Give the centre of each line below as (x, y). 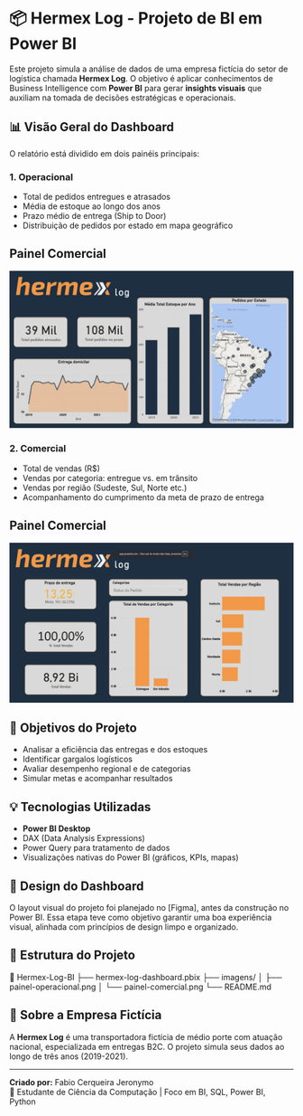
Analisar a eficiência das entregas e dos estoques (115, 750)
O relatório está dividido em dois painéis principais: (105, 153)
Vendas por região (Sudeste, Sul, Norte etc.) (105, 487)
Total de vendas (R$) (61, 468)
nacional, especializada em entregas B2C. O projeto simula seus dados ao (147, 1046)
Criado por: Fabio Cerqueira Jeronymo (82, 1082)
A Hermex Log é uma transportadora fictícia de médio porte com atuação (146, 1036)
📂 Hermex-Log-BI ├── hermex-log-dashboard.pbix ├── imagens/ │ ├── (146, 977)
